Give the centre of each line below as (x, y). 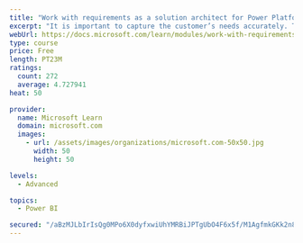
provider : (28, 109)
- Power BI (38, 209)
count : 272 (38, 76)
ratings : (26, 68)
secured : (26, 225)
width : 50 (51, 151)
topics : (24, 200)
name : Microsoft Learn (60, 118)
